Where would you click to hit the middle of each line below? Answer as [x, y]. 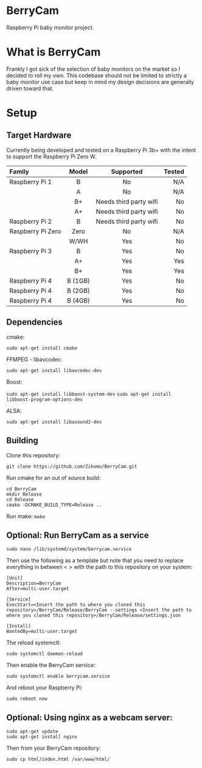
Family [19, 171]
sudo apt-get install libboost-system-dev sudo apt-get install [89, 394]
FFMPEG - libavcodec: [34, 359]
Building [22, 441]
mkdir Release [24, 494]
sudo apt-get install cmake [42, 348]
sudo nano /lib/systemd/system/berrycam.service [69, 549]
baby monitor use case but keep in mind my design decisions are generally [100, 82]
